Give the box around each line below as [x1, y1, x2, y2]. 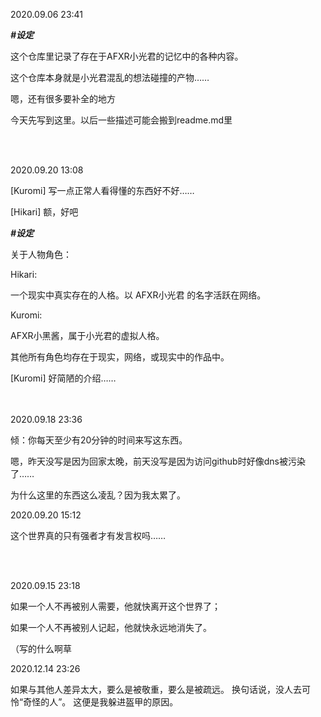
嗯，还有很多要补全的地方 [10, 93, 116, 104]
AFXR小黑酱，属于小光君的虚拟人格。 [10, 330, 165, 341]
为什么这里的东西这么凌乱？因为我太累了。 [10, 489, 186, 501]
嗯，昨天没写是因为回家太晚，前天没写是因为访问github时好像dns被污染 [10, 455, 306, 467]
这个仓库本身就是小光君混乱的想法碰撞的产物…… [10, 72, 210, 83]
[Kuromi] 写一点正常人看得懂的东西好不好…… [10, 185, 195, 196]
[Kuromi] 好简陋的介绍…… [10, 372, 117, 384]
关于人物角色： [10, 249, 72, 260]
